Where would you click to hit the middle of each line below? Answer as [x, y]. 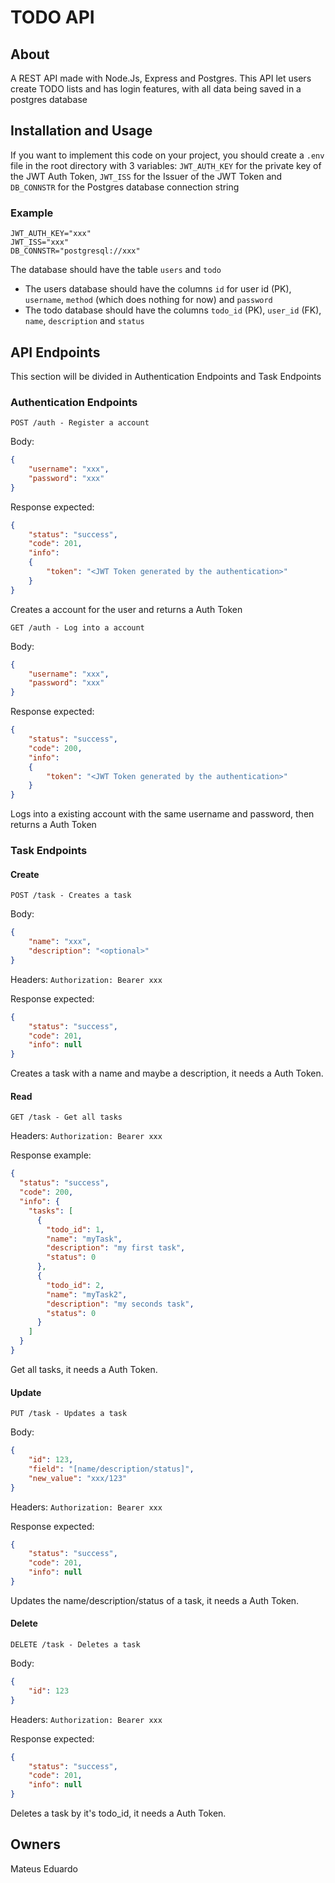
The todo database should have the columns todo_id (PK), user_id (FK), [173, 310]
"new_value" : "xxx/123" [78, 1478]
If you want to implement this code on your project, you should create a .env [167, 155]
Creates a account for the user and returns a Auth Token [126, 609]
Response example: [51, 1155]
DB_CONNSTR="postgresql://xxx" [75, 251]
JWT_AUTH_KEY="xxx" [51, 234]
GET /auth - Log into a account [77, 627]
